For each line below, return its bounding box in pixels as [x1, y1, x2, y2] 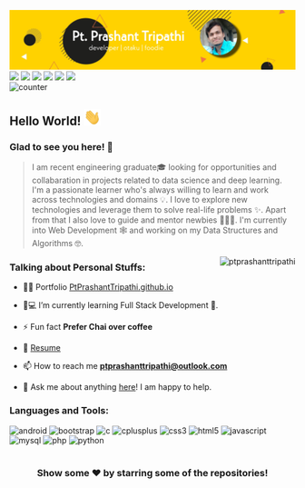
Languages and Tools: [9, 404, 109, 417]
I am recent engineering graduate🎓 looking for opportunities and [31, 162, 277, 173]
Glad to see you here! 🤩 [9, 140, 113, 153]
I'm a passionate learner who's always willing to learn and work [31, 184, 270, 195]
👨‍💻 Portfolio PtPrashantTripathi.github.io [22, 282, 174, 293]
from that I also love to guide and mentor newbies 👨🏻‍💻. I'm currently [31, 214, 288, 225]
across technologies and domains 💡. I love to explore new [31, 194, 248, 205]
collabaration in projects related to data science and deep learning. [31, 174, 283, 186]
